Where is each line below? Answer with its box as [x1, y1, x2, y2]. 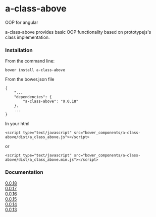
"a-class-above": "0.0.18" [23, 99, 79, 104]
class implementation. [5, 34, 50, 40]
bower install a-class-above [5, 68, 65, 72]
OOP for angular [5, 19, 39, 25]
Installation [5, 47, 33, 54]
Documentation [5, 169, 44, 176]
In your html [5, 121, 30, 127]
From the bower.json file [5, 76, 54, 82]
